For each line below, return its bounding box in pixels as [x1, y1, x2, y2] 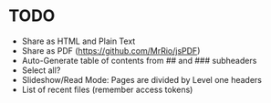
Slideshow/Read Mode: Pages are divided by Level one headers [21, 74, 262, 85]
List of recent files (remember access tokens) [21, 84, 193, 95]
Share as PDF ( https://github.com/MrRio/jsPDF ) [21, 45, 201, 56]
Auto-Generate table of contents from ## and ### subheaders [21, 55, 257, 66]
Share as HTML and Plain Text [21, 36, 136, 46]
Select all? [21, 65, 61, 76]
